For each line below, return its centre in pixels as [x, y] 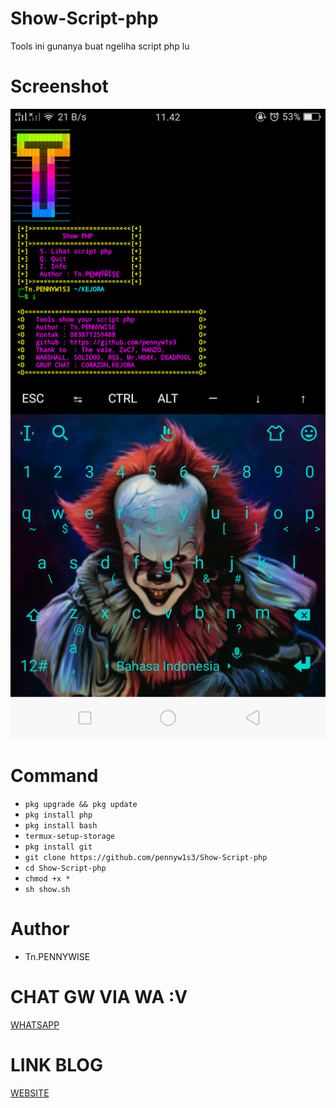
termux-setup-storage [69, 836]
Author [40, 929]
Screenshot [59, 86]
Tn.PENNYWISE [57, 956]
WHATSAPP [35, 1024]
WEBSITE [30, 1093]
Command [54, 776]
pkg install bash [61, 825]
